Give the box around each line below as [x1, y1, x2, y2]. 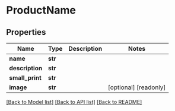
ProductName [6, 4, 76, 17]
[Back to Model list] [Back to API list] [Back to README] [6, 99, 142, 105]
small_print [9, 74, 42, 81]
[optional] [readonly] [107, 83, 166, 92]
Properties [6, 27, 46, 37]
